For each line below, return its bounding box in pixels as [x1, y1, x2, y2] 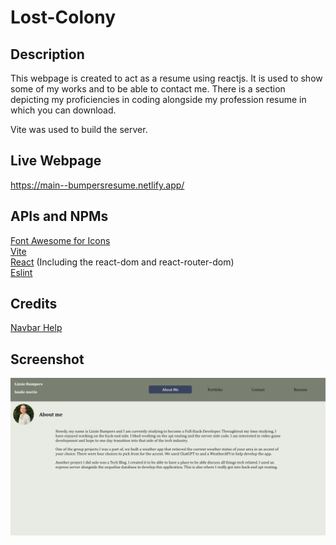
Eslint [10, 266, 33, 278]
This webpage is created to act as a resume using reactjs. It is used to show [10, 72, 323, 84]
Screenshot [10, 351, 85, 368]
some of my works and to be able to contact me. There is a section [10, 83, 286, 95]
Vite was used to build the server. [10, 124, 148, 135]
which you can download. [10, 104, 117, 116]
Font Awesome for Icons [10, 234, 111, 246]
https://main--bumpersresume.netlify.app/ [10, 179, 185, 191]
